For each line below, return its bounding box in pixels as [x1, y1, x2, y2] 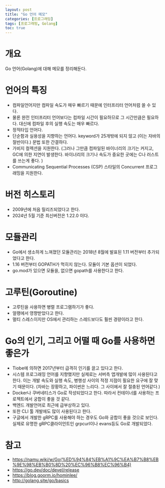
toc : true [5, 26, 26, 31]
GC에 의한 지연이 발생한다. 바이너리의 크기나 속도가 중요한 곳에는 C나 [12, 152, 146, 157]
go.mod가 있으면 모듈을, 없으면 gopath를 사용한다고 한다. [12, 267, 124, 273]
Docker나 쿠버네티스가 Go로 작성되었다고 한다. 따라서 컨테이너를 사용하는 [12, 390, 155, 396]
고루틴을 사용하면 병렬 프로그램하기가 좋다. [12, 304, 95, 310]
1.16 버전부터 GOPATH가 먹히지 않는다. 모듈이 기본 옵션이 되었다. [12, 261, 137, 267]
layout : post [5, 7, 32, 12]
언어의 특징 [5, 85, 47, 96]
